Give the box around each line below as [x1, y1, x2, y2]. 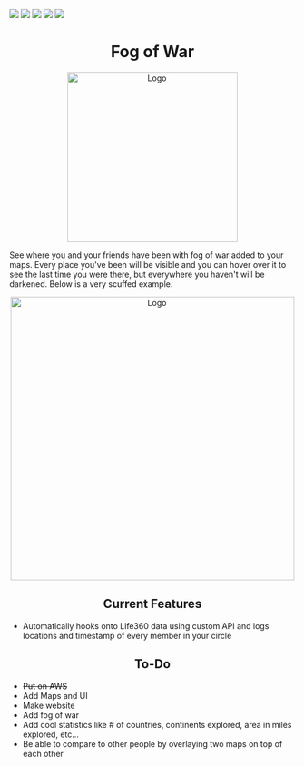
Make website [22, 700, 75, 711]
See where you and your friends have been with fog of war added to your [9, 250, 284, 260]
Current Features [103, 596, 202, 612]
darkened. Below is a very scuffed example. [9, 278, 173, 290]
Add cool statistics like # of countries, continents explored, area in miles [22, 719, 292, 730]
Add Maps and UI [22, 690, 88, 701]
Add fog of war [22, 709, 80, 721]
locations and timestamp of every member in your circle [22, 630, 232, 641]
